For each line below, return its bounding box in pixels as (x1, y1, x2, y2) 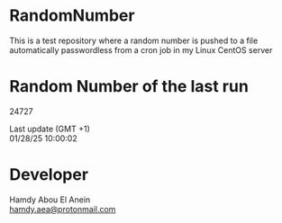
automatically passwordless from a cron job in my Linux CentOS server (9, 44, 273, 55)
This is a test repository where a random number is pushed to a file (9, 35, 259, 46)
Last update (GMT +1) (9, 123, 90, 134)
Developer (9, 165, 88, 185)
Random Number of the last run (9, 76, 250, 97)
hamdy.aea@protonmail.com (9, 203, 116, 214)
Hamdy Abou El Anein (9, 194, 91, 205)
